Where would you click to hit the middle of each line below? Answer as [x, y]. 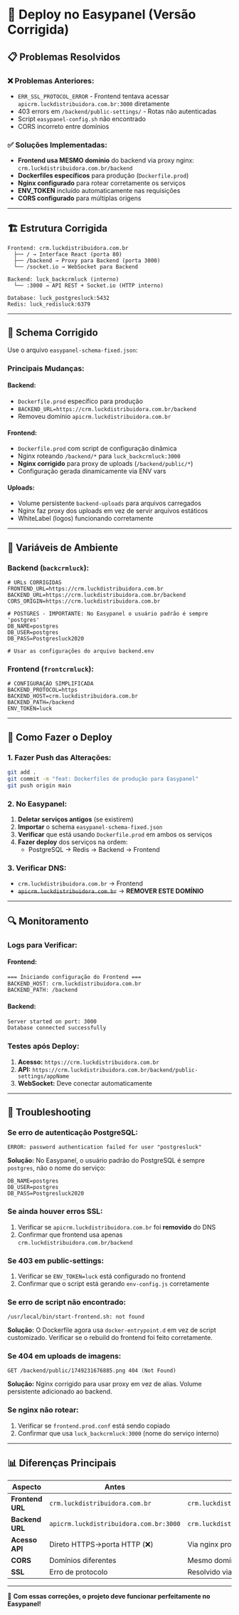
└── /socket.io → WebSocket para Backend [76, 266]
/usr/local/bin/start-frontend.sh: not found [76, 1317]
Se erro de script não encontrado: [67, 1302]
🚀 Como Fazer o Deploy [60, 737]
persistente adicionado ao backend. [60, 1391]
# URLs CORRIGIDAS [34, 583]
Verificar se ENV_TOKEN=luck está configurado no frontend [102, 1276]
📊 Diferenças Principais [62, 1463]
